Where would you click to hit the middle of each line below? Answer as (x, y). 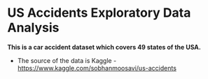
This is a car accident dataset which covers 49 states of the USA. (104, 47)
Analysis (33, 28)
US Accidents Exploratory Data (99, 13)
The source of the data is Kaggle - (67, 60)
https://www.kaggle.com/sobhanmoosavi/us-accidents (97, 68)
